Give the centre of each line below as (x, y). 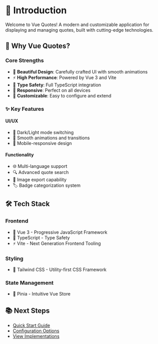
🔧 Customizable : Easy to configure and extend (62, 95)
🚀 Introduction (36, 10)
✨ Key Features (25, 109)
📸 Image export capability (39, 179)
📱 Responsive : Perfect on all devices (51, 90)
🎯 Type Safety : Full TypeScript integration (57, 85)
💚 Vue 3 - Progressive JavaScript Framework (60, 232)
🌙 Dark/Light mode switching (43, 132)
